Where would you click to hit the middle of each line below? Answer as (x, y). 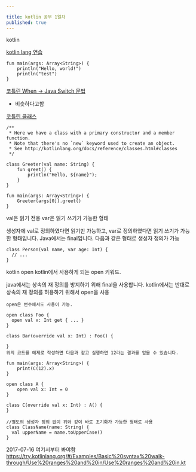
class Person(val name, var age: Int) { (57, 249)
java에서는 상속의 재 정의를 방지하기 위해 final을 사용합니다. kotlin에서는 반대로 (98, 284)
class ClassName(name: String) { (48, 427)
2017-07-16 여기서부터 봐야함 (41, 449)
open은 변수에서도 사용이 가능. (39, 304)
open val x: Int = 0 (42, 389)
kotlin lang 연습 (24, 52)
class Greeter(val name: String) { (50, 164)
